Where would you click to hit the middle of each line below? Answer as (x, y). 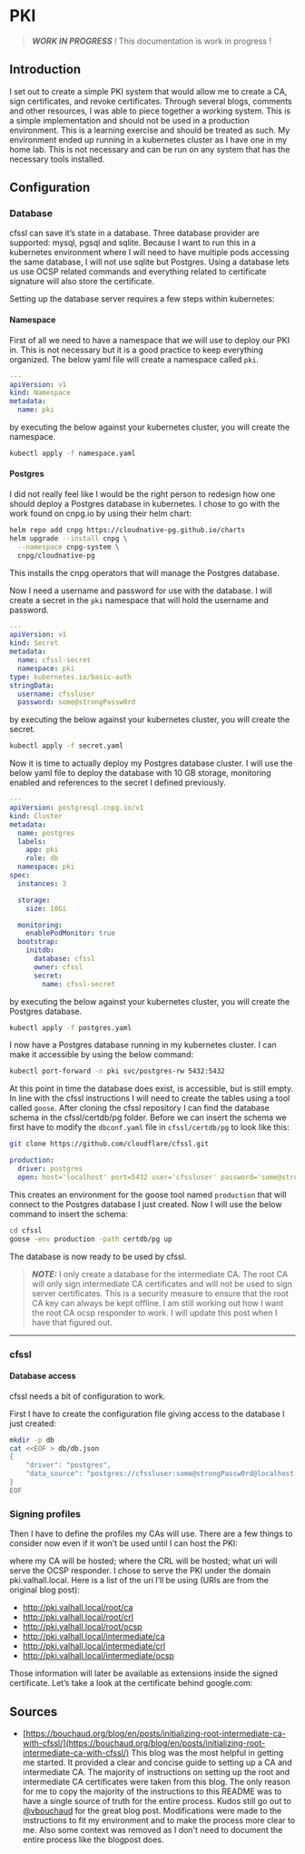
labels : (32, 841)
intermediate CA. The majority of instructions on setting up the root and (156, 1771)
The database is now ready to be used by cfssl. (98, 1256)
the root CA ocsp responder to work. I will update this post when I (154, 1313)
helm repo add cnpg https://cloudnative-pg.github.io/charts (128, 530)
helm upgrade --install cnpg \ (69, 538)
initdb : (40, 950)
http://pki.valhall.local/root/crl (78, 1617)
